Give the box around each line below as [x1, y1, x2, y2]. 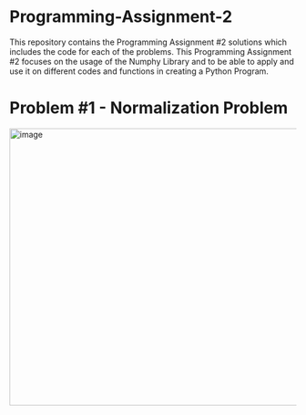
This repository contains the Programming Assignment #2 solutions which [9, 36, 288, 47]
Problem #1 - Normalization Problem [9, 98, 289, 119]
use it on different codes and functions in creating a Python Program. [9, 66, 269, 77]
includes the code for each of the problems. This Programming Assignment [9, 46, 292, 57]
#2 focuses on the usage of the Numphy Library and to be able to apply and [9, 56, 294, 67]
